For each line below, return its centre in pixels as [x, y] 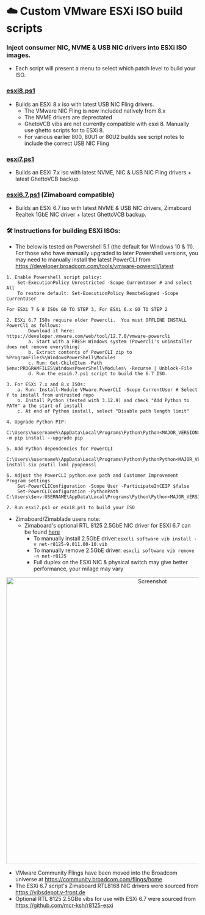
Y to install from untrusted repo [50, 395]
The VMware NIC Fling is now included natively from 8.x [95, 111]
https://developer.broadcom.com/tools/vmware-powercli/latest [94, 266]
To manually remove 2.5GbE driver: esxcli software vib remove [114, 550]
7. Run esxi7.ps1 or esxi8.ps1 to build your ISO [71, 507]
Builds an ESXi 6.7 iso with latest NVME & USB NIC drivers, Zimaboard [103, 208]
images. [19, 55]
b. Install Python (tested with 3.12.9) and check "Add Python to [103, 400]
